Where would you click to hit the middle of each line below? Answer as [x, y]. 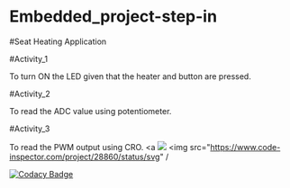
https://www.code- [245, 147]
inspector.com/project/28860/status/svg [85, 157]
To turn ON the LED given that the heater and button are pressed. [131, 76]
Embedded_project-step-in [113, 17]
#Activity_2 [30, 94]
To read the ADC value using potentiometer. [91, 111]
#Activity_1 [28, 58]
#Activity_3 [30, 129]
